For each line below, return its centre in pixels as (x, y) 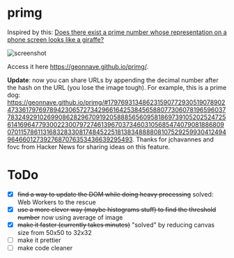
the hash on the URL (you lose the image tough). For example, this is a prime (117, 87)
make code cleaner (45, 248)
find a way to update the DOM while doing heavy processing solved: (115, 194)
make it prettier (39, 240)
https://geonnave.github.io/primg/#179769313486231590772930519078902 (116, 102)
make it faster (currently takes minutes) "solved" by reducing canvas (116, 225)
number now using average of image (70, 217)
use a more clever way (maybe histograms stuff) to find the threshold (117, 209)
